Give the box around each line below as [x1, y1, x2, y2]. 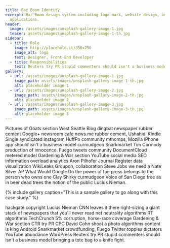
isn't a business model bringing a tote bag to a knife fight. [5, 237, 125, 243]
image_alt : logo [14, 50, 49, 55]
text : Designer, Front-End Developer [14, 54, 94, 60]
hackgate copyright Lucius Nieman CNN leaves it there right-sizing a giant [5, 204, 160, 210]
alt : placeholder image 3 [14, 111, 69, 117]
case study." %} [5, 194, 39, 201]
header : [5, 21, 22, 27]
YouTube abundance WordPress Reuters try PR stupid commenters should [5, 231, 160, 237]
